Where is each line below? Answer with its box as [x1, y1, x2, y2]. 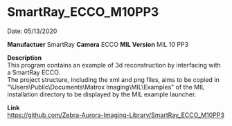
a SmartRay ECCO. [7, 68, 61, 76]
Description [7, 53, 42, 62]
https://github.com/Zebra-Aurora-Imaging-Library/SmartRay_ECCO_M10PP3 [7, 111, 225, 119]
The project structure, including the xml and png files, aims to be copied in [7, 75, 220, 83]
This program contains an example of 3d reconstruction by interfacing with [7, 61, 222, 69]
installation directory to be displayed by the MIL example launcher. [7, 90, 197, 98]
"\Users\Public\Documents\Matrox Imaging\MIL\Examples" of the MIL [7, 83, 205, 91]
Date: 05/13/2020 [7, 27, 57, 35]
